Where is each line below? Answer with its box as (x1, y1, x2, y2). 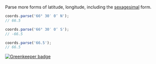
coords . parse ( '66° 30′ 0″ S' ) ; (5, 27, 69, 32)
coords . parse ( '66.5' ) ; (5, 40, 52, 45)
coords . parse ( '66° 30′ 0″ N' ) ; (5, 14, 69, 19)
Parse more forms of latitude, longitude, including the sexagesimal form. (5, 4, 152, 10)
